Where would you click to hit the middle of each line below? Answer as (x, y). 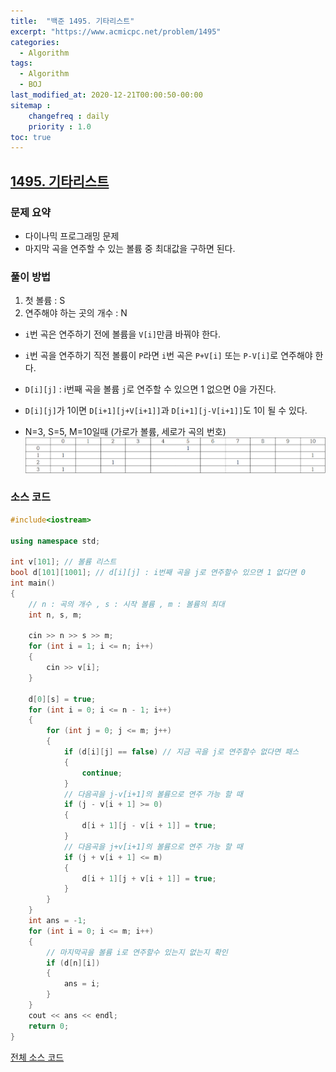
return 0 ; (49, 1026)
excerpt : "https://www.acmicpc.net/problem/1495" (116, 31)
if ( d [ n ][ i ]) (73, 963)
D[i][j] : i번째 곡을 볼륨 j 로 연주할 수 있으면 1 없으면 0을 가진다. (150, 389)
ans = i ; (82, 984)
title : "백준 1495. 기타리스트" (72, 21)
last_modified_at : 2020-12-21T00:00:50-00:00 (106, 95)
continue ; (102, 773)
